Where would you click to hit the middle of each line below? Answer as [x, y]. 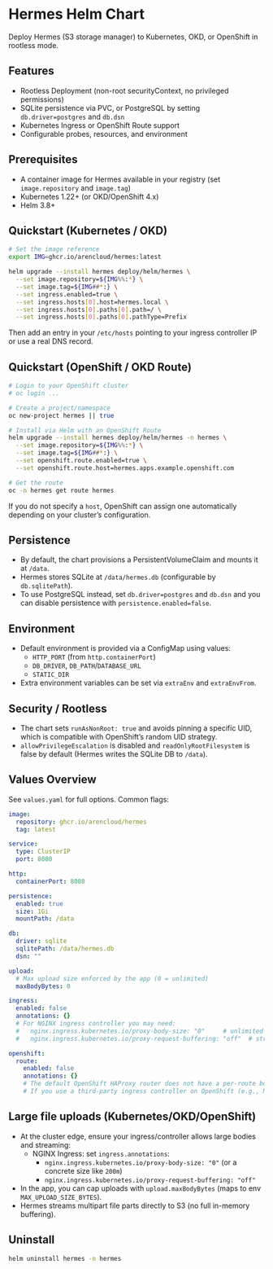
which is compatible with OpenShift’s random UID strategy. [119, 737]
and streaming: [45, 1144]
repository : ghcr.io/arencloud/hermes [82, 822]
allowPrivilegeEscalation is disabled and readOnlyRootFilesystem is [135, 745]
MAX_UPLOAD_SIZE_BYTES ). [61, 1197]
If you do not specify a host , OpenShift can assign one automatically [123, 506]
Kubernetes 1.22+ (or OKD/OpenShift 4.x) [89, 196]
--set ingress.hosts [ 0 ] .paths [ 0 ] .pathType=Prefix [101, 317]
